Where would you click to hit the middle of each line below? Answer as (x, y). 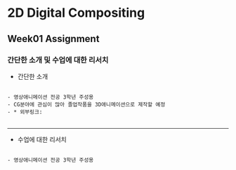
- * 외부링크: (25, 112)
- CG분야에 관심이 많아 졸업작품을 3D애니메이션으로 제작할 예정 (86, 104)
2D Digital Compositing (76, 13)
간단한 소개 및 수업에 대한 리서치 (58, 59)
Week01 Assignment (53, 39)
